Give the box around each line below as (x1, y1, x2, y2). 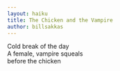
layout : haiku (7, 10, 49, 17)
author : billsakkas (7, 23, 64, 30)
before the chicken (7, 57, 61, 65)
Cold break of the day (7, 42, 69, 51)
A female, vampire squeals (7, 49, 83, 58)
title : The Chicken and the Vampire (7, 17, 113, 24)
